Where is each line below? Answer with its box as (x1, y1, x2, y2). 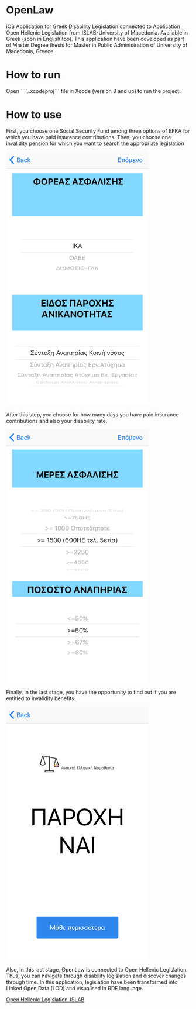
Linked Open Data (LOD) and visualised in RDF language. (6, 984, 143, 991)
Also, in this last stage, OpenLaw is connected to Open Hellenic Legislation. (6, 966, 188, 973)
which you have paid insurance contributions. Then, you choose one (6, 133, 171, 140)
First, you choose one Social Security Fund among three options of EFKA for (6, 127, 190, 135)
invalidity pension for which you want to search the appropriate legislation (6, 140, 184, 147)
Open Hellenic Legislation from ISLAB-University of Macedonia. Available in (6, 29, 188, 36)
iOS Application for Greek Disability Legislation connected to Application (6, 23, 180, 30)
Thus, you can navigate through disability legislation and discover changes (6, 972, 186, 979)
